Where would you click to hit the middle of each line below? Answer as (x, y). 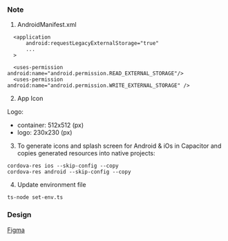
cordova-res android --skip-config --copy (69, 172)
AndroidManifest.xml (47, 25)
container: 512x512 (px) (50, 125)
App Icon (30, 99)
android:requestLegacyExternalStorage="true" (92, 44)
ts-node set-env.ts (35, 197)
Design (19, 215)
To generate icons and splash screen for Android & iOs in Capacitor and (119, 146)
